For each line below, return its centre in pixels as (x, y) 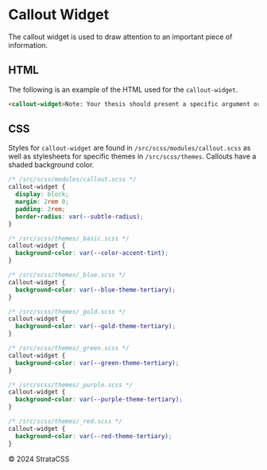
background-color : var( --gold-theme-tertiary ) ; (96, 327)
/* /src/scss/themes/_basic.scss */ (69, 238)
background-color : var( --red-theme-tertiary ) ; (94, 436)
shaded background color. (51, 165)
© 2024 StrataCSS (39, 459)
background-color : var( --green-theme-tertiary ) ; (97, 363)
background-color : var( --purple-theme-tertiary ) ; (99, 400)
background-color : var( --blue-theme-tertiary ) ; (96, 290)
